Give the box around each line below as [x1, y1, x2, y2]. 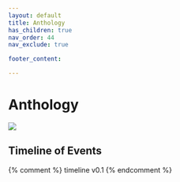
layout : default [8, 11, 62, 20]
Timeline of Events [8, 144, 103, 158]
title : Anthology [8, 19, 66, 27]
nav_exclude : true [8, 41, 69, 49]
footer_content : [8, 55, 62, 63]
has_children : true [8, 26, 73, 34]
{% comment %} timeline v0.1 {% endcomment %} [8, 165, 172, 174]
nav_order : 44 [8, 33, 55, 42]
